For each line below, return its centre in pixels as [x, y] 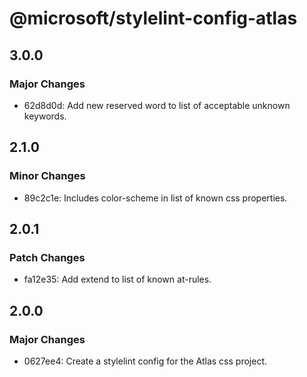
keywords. [45, 116]
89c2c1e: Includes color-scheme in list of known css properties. [155, 198]
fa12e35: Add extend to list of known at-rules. [117, 279]
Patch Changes [47, 257]
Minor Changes [47, 176]
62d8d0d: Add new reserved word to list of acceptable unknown [157, 105]
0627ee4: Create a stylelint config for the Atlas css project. [145, 361]
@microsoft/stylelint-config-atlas [153, 18]
